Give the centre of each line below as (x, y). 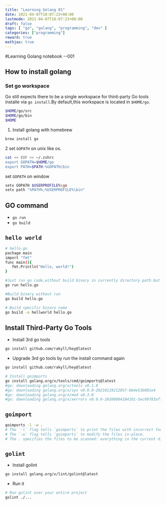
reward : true (19, 38)
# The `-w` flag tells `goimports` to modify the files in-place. (75, 434)
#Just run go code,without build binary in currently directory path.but (83, 281)
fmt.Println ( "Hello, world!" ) (43, 267)
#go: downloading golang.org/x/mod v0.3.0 (49, 395)
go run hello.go (22, 285)
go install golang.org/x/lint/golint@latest (52, 474)
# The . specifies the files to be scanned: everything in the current (80, 439)
